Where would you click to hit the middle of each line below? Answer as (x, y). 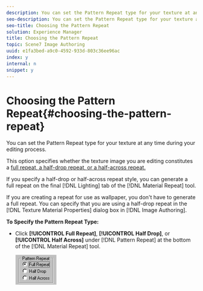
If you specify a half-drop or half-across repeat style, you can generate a (97, 179)
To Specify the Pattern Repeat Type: (53, 222)
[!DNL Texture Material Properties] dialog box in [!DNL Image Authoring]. (97, 210)
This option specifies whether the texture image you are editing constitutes (100, 161)
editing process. (26, 149)
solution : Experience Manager (44, 32)
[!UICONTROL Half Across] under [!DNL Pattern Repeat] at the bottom (103, 240)
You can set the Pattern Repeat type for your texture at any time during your (101, 143)
